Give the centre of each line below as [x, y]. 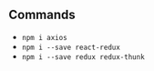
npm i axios [44, 37]
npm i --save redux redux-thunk [83, 57]
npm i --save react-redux [71, 47]
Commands [42, 15]
